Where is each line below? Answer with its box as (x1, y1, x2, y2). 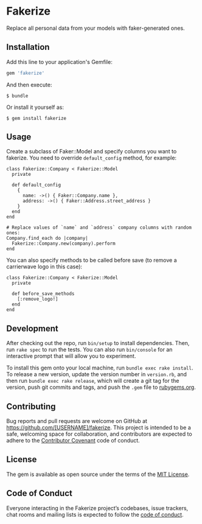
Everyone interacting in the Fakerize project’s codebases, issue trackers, (6, 504, 189, 512)
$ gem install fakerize (6, 115, 67, 121)
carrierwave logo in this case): (6, 263, 83, 270)
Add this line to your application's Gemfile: (6, 58, 113, 65)
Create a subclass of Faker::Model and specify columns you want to (6, 148, 177, 155)
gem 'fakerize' (6, 70, 45, 76)
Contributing (6, 401, 56, 411)
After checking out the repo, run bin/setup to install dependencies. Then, (6, 340, 190, 347)
